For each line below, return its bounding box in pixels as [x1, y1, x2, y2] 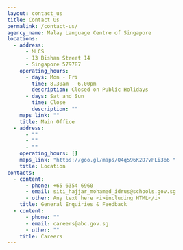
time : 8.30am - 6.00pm [32, 80, 97, 87]
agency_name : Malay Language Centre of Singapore [7, 29, 152, 36]
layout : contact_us [7, 10, 63, 17]
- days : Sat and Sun [25, 93, 84, 100]
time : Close [32, 99, 66, 106]
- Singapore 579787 [25, 61, 81, 68]
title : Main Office [19, 118, 75, 125]
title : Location [19, 162, 66, 170]
